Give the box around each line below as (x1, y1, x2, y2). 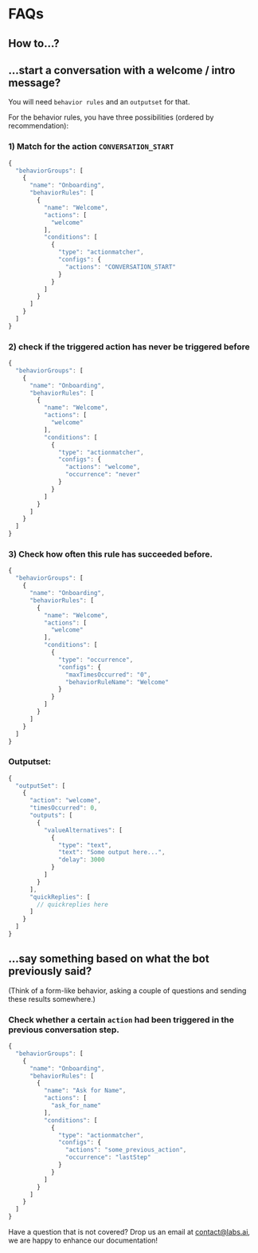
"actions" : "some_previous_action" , (64, 1146, 187, 1154)
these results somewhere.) (8, 994, 96, 1003)
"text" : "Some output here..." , (58, 849, 166, 857)
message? (8, 76, 61, 89)
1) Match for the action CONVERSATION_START (8, 141, 174, 152)
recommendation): (8, 121, 69, 131)
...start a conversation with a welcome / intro (8, 63, 236, 77)
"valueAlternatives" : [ (43, 826, 123, 834)
